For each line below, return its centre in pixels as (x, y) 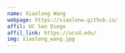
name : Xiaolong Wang (37, 13)
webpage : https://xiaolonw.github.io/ (62, 20)
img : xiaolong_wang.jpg (41, 39)
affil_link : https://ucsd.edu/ (52, 33)
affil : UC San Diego (37, 26)
